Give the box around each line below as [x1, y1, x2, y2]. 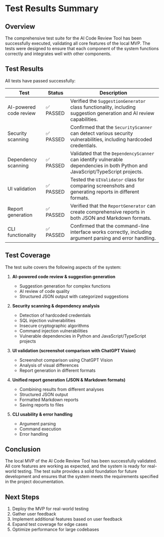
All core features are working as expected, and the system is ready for [5, 463, 146, 469]
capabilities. [70, 115, 98, 122]
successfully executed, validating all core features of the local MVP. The [5, 40, 150, 46]
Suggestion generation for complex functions [19, 283, 111, 289]
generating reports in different [70, 188, 140, 195]
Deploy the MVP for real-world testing [12, 506, 89, 512]
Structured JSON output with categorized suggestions [19, 293, 129, 299]
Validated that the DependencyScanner [70, 150, 155, 156]
